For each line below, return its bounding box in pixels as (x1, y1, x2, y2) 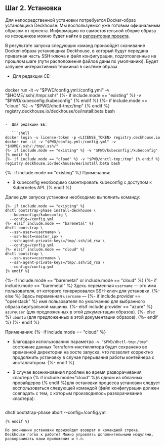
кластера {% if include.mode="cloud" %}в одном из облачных (12, 374, 143, 380)
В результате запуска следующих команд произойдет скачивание (5, 42, 146, 49)
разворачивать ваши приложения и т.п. (5, 436, 85, 441)
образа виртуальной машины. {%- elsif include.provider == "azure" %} (5, 303, 153, 309)
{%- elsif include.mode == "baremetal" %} (5, 221, 94, 226)
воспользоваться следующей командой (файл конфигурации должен (12, 385, 160, 391)
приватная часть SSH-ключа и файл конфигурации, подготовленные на (5, 53, 157, 59)
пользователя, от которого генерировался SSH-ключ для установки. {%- (5, 288, 160, 294)
